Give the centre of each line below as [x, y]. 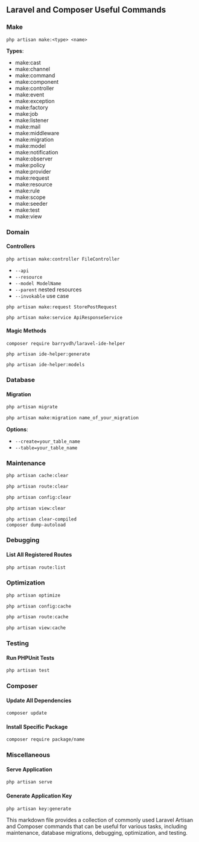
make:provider [33, 171]
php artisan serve [29, 782]
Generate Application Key [39, 796]
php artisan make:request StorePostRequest [62, 307]
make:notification [36, 152]
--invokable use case [42, 296]
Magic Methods [26, 331]
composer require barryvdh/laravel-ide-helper [66, 344]
